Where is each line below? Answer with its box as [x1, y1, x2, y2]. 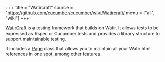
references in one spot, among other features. [5, 51, 102, 57]
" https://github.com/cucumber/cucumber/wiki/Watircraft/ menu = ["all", [5, 10, 155, 16]
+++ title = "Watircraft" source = [5, 5, 73, 10]
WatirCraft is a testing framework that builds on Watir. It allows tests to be [5, 25, 159, 31]
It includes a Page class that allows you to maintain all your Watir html [5, 46, 151, 51]
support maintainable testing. [5, 36, 67, 42]
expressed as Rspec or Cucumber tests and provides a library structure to [5, 30, 160, 36]
